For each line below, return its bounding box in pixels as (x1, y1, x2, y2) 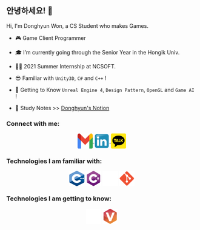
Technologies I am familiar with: (6, 157, 102, 165)
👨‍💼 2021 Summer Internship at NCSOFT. (15, 62, 116, 70)
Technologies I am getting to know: (6, 194, 112, 203)
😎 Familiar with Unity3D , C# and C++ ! (15, 74, 107, 82)
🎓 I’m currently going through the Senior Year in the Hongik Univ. (15, 48, 180, 56)
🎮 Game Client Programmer (15, 34, 86, 41)
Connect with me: (6, 119, 60, 128)
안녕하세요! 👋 (6, 5, 53, 16)
